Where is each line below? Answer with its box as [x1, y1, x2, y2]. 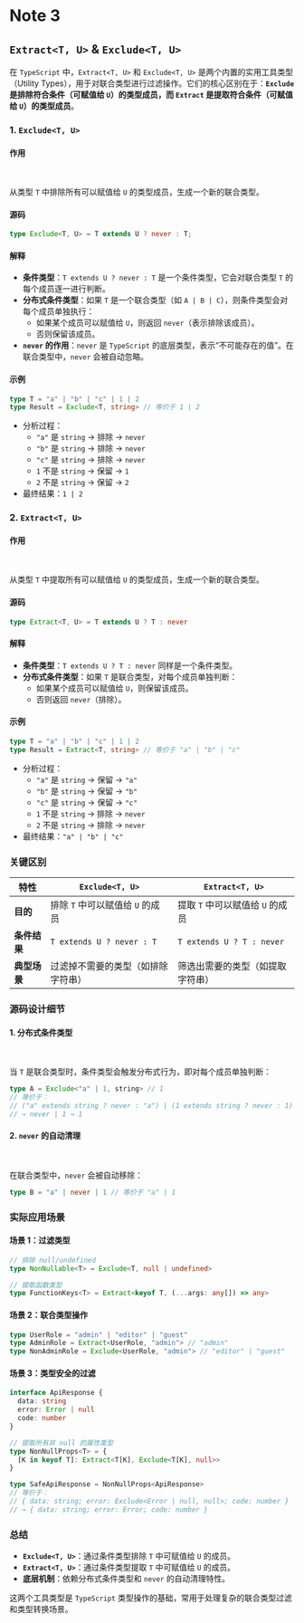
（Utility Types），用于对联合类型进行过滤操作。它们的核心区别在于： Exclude [9, 78, 295, 89]
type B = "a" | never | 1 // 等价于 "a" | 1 [9, 1188, 176, 1197]
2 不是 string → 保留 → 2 [35, 477, 129, 488]
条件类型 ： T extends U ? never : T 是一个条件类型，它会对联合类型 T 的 [22, 272, 294, 283]
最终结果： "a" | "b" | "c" [22, 830, 124, 842]
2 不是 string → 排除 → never [35, 819, 146, 830]
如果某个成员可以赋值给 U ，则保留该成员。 [35, 683, 194, 693]
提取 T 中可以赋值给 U [177, 899, 267, 912]
